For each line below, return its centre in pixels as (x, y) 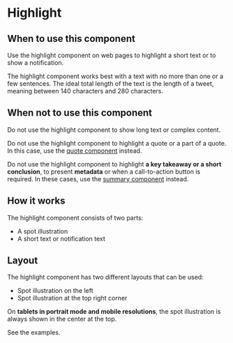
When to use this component (72, 39)
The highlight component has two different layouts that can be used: (105, 277)
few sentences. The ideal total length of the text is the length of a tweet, (111, 84)
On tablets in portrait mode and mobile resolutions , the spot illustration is (114, 312)
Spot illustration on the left (55, 291)
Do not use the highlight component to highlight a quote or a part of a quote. (117, 143)
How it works (36, 201)
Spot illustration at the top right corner (72, 298)
